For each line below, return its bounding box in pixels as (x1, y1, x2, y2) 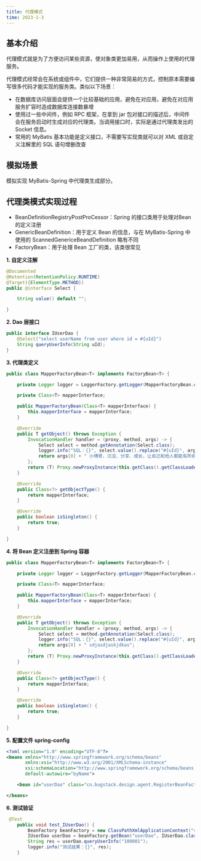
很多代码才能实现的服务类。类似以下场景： (11, 83, 117, 90)
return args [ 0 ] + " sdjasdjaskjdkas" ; (38, 642, 135, 648)
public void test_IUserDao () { (17, 821, 95, 828)
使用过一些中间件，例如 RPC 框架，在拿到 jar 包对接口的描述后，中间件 (14, 111, 190, 118)
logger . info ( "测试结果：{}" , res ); (28, 844, 112, 850)
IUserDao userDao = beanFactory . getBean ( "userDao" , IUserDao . (28, 833, 186, 839)
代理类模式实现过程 (6, 196, 77, 207)
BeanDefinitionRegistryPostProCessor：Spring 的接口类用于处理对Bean (14, 213, 191, 221)
